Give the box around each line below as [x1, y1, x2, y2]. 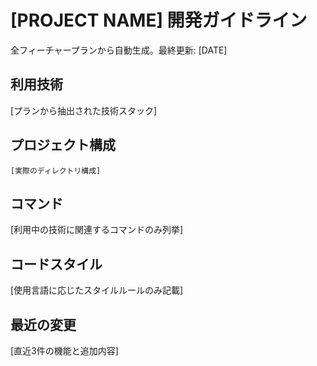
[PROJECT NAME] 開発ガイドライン [10, 9, 308, 32]
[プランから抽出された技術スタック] [10, 104, 158, 116]
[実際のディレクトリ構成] [10, 166, 102, 176]
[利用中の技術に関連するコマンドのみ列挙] [10, 224, 184, 236]
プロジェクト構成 [10, 137, 116, 154]
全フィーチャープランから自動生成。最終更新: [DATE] [10, 44, 228, 56]
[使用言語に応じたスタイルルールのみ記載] [10, 284, 184, 296]
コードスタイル [10, 256, 103, 273]
